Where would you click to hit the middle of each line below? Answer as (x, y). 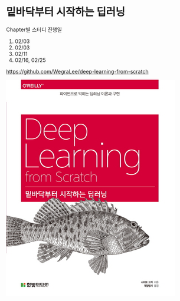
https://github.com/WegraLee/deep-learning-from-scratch (77, 71)
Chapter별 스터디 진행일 (34, 29)
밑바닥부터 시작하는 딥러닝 (66, 12)
